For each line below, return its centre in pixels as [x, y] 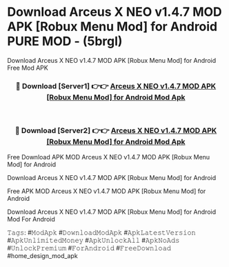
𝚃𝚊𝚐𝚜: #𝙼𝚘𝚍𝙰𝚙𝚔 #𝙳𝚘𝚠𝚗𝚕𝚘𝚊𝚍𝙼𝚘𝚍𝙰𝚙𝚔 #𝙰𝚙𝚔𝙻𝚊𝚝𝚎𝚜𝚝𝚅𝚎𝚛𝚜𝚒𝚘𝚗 [102, 233]
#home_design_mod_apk [42, 255]
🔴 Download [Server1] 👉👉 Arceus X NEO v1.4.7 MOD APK [116, 86]
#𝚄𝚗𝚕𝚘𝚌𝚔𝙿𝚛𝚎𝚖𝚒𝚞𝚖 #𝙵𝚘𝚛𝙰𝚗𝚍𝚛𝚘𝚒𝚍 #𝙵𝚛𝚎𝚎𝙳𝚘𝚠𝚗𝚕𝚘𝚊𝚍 [89, 248]
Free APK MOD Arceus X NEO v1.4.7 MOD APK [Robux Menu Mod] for [107, 191]
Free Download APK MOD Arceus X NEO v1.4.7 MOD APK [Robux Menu [109, 157]
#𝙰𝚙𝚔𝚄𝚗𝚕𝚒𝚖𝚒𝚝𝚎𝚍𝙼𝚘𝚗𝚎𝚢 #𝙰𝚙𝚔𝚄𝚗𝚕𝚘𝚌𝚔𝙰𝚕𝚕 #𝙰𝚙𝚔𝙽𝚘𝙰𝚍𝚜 [93, 240]
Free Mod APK [28, 68]
